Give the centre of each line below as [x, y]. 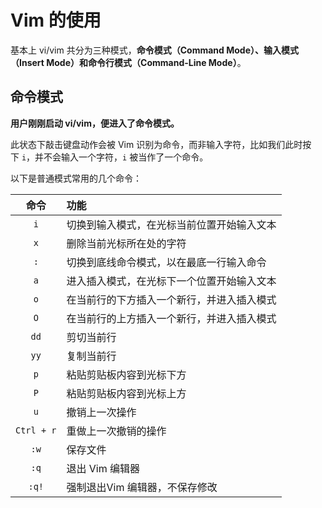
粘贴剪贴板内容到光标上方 [126, 393]
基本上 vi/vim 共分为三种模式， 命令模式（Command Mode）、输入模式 [154, 50]
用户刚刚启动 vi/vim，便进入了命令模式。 [95, 123]
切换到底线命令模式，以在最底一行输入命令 [166, 262]
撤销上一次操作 [101, 412]
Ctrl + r [36, 430]
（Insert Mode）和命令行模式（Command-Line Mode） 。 [128, 62]
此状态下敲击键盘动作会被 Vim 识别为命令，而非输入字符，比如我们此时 [156, 144]
